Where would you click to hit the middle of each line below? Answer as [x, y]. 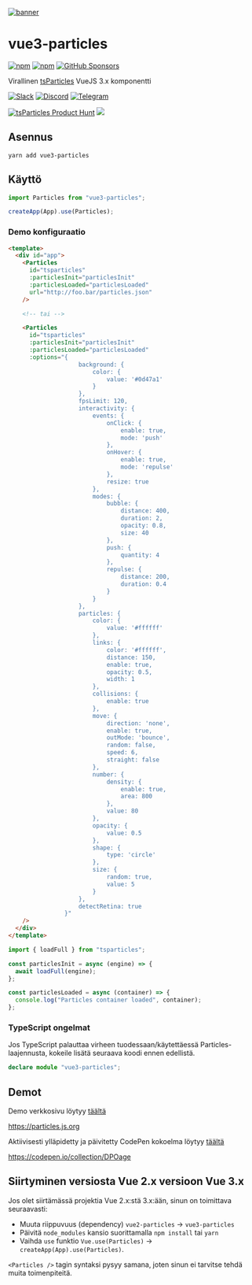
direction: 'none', [138, 723]
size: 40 [135, 533]
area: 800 [137, 796]
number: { [108, 774]
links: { [107, 643]
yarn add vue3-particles [49, 155]
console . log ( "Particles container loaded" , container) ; [108, 1000]
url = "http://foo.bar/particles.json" [91, 292]
